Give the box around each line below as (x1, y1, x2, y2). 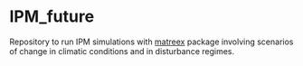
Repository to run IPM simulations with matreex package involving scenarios (9, 36, 294, 47)
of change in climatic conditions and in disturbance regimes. (9, 45, 235, 56)
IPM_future (9, 6, 95, 27)
